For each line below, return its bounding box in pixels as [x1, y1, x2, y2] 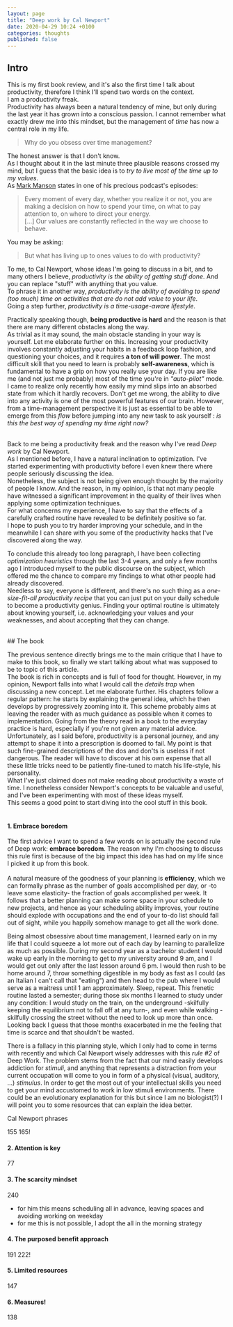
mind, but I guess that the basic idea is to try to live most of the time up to [7, 166, 218, 175]
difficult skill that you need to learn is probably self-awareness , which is [7, 359, 215, 368]
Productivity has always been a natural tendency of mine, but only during [7, 102, 217, 111]
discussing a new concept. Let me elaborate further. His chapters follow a [7, 687, 219, 696]
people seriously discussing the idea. [7, 469, 114, 478]
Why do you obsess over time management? [24, 138, 152, 146]
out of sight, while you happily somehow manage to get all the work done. [7, 918, 219, 927]
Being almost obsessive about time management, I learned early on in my [7, 932, 218, 941]
